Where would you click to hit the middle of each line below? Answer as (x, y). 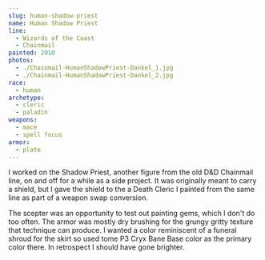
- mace (26, 127)
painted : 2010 (32, 53)
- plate (28, 150)
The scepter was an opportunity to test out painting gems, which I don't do (132, 214)
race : (17, 82)
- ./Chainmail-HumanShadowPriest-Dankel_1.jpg (94, 68)
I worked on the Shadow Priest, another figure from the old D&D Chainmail (131, 172)
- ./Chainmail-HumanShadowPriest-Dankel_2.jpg (94, 75)
